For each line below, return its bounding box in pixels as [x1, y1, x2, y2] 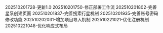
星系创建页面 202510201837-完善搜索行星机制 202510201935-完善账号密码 [5, 10, 159, 16]
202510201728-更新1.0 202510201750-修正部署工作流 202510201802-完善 [5, 4, 157, 10]
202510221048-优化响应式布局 [5, 23, 68, 29]
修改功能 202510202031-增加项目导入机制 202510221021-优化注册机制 [5, 17, 149, 22]
